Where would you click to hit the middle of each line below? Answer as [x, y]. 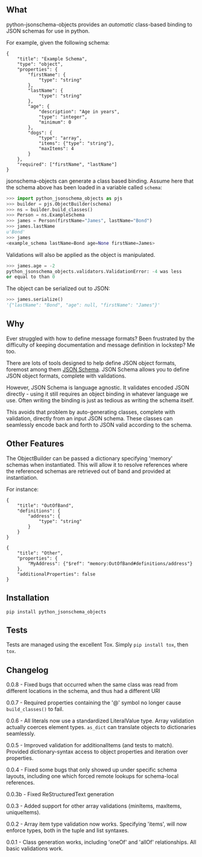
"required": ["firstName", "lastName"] [67, 164]
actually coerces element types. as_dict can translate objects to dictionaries [101, 727]
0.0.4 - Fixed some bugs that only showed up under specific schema [92, 770]
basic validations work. [35, 849]
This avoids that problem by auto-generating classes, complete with [91, 412]
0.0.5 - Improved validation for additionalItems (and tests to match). [90, 745]
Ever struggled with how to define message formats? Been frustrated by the [100, 338]
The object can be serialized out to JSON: [58, 288]
